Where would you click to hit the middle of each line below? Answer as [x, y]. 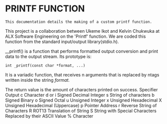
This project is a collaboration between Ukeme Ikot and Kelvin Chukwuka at [83, 31]
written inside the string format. [38, 80]
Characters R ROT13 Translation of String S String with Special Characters [81, 111]
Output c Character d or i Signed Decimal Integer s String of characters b [80, 95]
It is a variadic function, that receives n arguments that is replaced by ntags [82, 74]
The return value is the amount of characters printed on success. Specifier [82, 89]
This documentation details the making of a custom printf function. [79, 22]
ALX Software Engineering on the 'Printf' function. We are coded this [76, 36]
